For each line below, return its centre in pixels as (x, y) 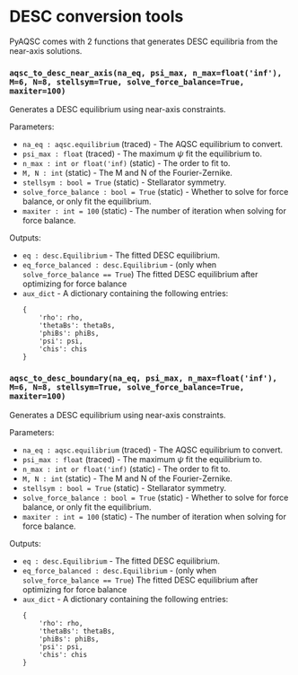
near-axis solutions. (46, 50)
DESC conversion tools (96, 17)
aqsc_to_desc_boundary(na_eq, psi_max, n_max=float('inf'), (144, 378)
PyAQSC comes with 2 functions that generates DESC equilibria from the (144, 41)
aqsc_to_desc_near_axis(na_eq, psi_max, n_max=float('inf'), (146, 73)
